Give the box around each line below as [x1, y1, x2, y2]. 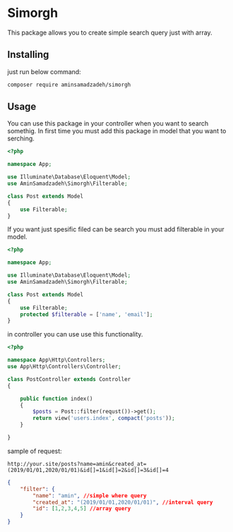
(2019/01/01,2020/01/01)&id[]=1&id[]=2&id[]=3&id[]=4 [7, 466, 169, 473]
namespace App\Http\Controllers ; [7, 356, 106, 364]
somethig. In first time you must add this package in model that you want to [7, 127, 227, 135]
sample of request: [7, 447, 62, 455]
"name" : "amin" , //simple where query [32, 492, 147, 499]
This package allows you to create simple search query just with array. [7, 28, 213, 37]
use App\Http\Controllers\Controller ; [7, 363, 121, 370]
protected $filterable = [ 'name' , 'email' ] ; [20, 310, 153, 318]
